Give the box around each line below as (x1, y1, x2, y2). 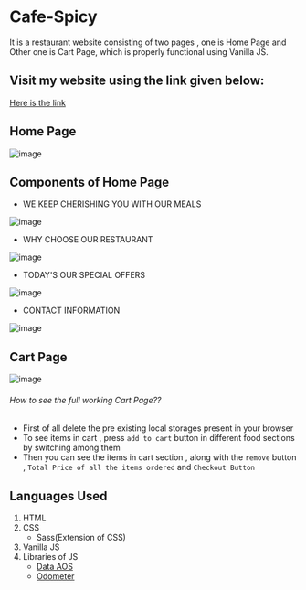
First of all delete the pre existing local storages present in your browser (22, 423, 294, 434)
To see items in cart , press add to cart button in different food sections (22, 433, 295, 444)
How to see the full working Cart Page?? (9, 394, 162, 405)
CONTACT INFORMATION (22, 305, 121, 316)
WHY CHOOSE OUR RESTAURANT (22, 234, 153, 245)
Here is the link (9, 97, 67, 108)
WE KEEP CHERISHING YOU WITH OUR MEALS (22, 198, 202, 209)
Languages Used (9, 488, 108, 504)
